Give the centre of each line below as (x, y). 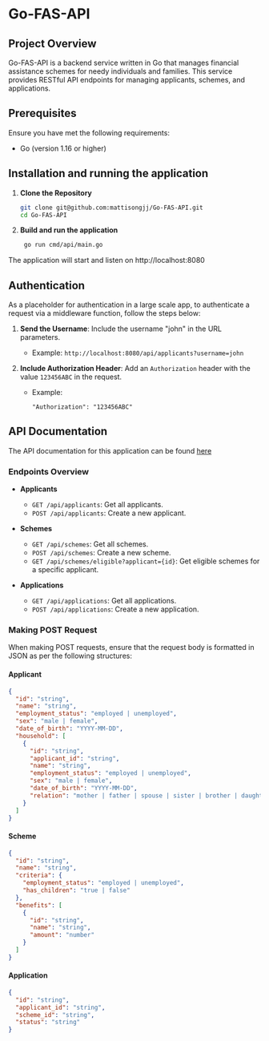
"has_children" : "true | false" (76, 890)
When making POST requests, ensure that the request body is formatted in (131, 648)
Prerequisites (42, 113)
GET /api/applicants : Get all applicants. (98, 505)
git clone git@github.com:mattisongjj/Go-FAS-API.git (111, 208)
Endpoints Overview (49, 471)
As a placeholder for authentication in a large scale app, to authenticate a (129, 305)
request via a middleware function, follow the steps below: (104, 313)
